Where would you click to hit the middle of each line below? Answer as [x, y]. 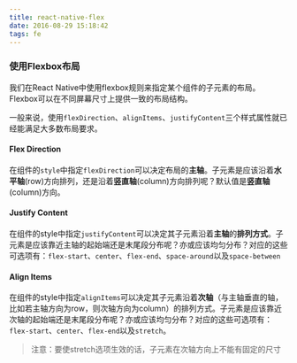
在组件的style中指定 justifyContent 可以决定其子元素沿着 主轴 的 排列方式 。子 [146, 234]
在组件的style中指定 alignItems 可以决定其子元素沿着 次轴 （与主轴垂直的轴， [146, 297]
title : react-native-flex [57, 17]
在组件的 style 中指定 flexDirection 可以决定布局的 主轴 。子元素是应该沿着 [141, 170]
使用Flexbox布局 [45, 66]
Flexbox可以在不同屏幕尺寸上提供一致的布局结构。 [101, 98]
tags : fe [25, 34]
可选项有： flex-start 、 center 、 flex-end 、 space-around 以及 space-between [145, 256]
